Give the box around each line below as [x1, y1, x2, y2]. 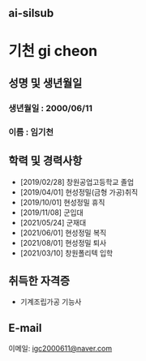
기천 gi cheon [8, 41, 98, 60]
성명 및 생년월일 [8, 76, 83, 90]
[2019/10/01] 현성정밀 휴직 [19, 197, 105, 207]
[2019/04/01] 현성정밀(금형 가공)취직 [19, 187, 139, 197]
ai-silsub [8, 6, 54, 20]
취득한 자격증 [8, 274, 71, 288]
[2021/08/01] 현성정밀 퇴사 [19, 238, 107, 247]
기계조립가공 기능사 [19, 297, 82, 307]
